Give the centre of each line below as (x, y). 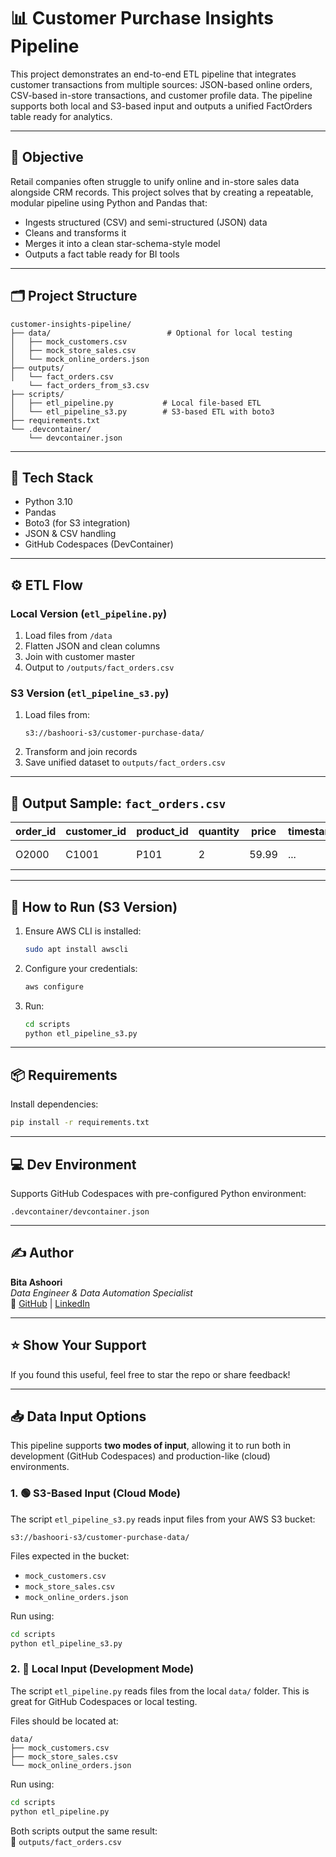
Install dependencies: (54, 1104)
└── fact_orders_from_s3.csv (89, 385)
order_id (36, 832)
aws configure (54, 986)
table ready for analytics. (61, 116)
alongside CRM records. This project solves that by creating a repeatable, (162, 192)
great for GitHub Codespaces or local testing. (104, 1701)
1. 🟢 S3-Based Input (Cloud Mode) (95, 1493)
